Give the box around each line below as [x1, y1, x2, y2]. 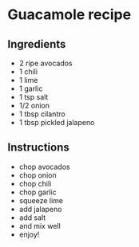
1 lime [18, 76, 38, 84]
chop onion [18, 170, 57, 180]
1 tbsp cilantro [18, 109, 66, 119]
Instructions [7, 141, 69, 155]
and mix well [18, 221, 61, 230]
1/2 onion [18, 101, 50, 110]
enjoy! [18, 229, 40, 239]
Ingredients [7, 37, 66, 51]
